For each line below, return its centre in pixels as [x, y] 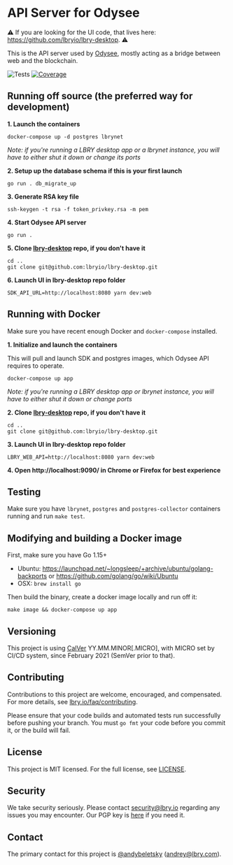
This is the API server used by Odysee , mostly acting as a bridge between [114, 53]
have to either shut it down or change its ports [74, 157]
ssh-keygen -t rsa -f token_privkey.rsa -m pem [78, 209]
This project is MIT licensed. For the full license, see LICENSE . [97, 769]
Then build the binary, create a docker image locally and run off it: [103, 597]
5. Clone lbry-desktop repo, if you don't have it [76, 248]
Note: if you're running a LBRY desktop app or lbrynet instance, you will [111, 391]
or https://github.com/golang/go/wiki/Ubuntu [113, 576]
